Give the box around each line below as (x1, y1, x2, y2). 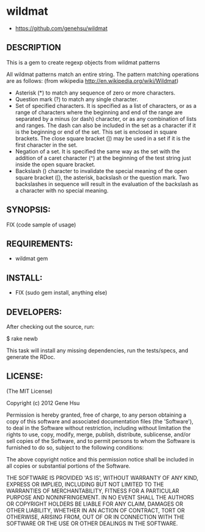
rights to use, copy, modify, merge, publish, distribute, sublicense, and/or (6, 431, 191, 438)
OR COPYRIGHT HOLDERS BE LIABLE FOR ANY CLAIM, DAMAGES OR (6, 500, 184, 507)
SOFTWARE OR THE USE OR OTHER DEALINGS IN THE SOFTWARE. (6, 520, 178, 527)
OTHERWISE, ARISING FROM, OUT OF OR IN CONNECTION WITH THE (6, 513, 185, 520)
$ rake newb (6, 335, 38, 342)
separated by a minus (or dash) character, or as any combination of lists (15, 115, 197, 122)
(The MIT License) (6, 387, 53, 395)
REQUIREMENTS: (6, 238, 73, 249)
